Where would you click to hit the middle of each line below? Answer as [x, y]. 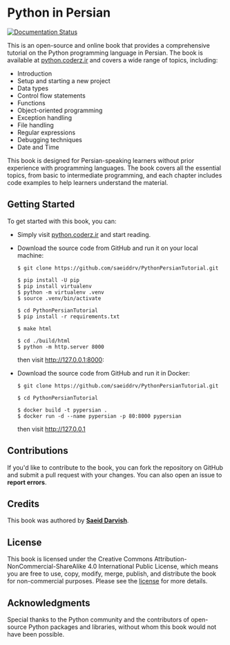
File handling [35, 125]
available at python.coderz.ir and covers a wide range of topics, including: [113, 60]
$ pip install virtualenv [54, 286]
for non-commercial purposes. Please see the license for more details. [107, 581]
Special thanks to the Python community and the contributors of [98, 619]
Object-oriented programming [60, 110]
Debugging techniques [50, 139]
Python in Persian [59, 13]
